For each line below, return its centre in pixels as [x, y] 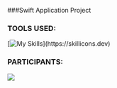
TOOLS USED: [32, 28]
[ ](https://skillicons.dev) [59, 44]
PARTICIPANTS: [35, 62]
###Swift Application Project [49, 10]
